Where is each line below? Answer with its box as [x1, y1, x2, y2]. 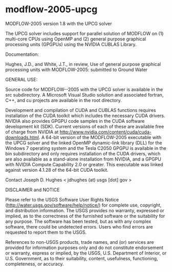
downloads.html [5, 134, 39, 140]
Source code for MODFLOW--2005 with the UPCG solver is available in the [5, 86, 163, 93]
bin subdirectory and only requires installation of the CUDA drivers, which [5, 150, 161, 156]
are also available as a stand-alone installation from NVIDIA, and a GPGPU [5, 156, 161, 162]
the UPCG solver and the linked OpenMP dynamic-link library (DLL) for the [5, 140, 162, 146]
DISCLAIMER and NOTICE [5, 187, 60, 193]
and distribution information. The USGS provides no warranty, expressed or [5, 207, 165, 213]
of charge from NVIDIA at [5, 129, 59, 135]
